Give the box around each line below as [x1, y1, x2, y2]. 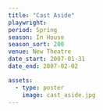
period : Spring [8, 26, 58, 34]
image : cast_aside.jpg [22, 91, 96, 98]
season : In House [8, 33, 65, 41]
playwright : [8, 19, 47, 27]
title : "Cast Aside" [8, 11, 76, 20]
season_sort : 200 [8, 41, 65, 48]
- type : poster [15, 84, 65, 91]
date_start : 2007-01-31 [8, 55, 86, 63]
